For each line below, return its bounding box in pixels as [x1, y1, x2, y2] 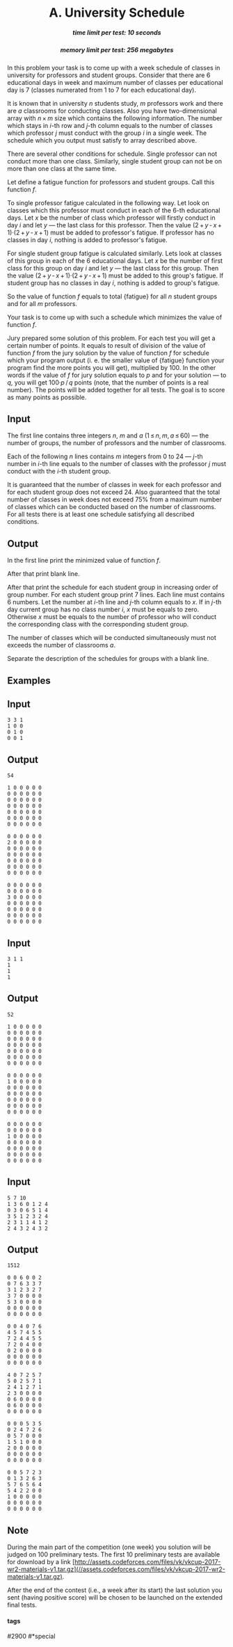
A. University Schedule [49, 5, 185, 21]
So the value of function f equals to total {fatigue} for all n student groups [7, 292, 218, 300]
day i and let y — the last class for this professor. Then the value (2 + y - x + [7, 220, 223, 229]
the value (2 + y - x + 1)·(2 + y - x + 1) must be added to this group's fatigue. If [7, 271, 224, 280]
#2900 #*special [7, 1632, 56, 1641]
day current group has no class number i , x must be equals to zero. [7, 605, 200, 613]
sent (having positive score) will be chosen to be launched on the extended [7, 1593, 223, 1602]
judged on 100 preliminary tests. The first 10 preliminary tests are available [7, 1550, 220, 1559]
